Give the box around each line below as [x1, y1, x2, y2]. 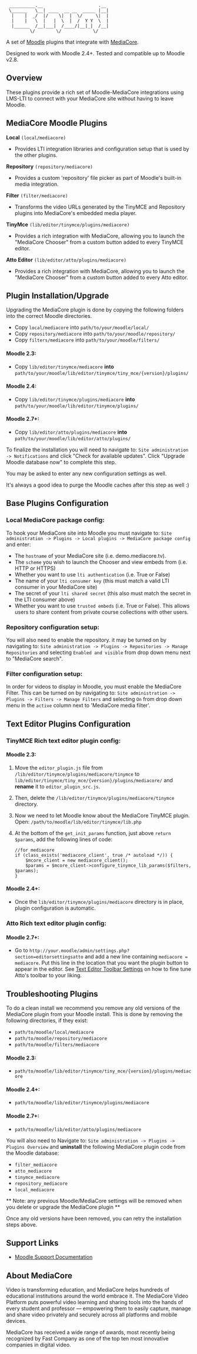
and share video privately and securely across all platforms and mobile [6, 1311, 178, 1318]
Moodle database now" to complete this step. [6, 459, 116, 466]
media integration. [14, 180, 59, 187]
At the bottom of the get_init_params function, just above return [14, 829, 172, 836]
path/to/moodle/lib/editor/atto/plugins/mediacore [14, 1127, 142, 1132]
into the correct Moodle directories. [6, 313, 92, 320]
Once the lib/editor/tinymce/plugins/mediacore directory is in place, [14, 899, 184, 906]
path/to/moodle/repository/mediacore [14, 1035, 108, 1041]
